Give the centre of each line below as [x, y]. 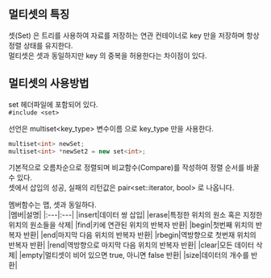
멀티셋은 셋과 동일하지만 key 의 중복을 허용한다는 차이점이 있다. [108, 56]
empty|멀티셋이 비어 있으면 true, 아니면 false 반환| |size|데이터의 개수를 [135, 255]
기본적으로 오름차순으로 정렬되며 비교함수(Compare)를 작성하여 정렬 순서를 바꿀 [134, 168]
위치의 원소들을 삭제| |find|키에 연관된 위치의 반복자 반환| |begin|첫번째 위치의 [131, 225]
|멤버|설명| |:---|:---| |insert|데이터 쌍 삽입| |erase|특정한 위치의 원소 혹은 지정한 [135, 215]
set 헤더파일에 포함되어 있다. [53, 104]
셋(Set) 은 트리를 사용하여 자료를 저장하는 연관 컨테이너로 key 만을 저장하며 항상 [134, 35]
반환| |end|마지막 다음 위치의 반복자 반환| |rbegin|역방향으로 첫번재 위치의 [140, 235]
